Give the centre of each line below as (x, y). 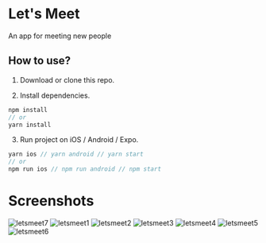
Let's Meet (44, 14)
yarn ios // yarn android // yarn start (76, 154)
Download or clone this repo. (67, 79)
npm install (28, 110)
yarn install (30, 125)
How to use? (40, 61)
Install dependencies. (55, 95)
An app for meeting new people (60, 36)
